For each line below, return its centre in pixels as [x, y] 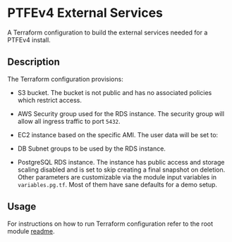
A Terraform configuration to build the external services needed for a [108, 32]
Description [33, 62]
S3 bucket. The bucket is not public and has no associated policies [115, 92]
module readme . [31, 231]
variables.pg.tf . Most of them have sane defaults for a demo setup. [117, 184]
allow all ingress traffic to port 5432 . [69, 121]
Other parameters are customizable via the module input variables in [117, 177]
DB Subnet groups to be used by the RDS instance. [91, 148]
